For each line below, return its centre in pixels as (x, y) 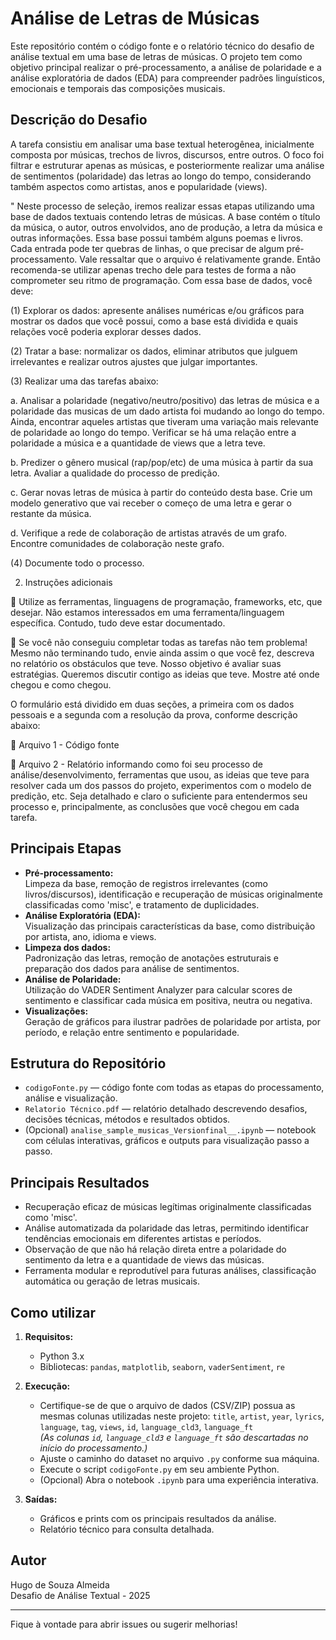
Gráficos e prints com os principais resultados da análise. (158, 1518)
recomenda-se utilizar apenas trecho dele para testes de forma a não (153, 269)
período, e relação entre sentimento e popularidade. (132, 1032)
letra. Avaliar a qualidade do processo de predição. (115, 473)
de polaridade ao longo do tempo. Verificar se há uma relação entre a (153, 432)
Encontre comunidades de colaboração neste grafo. (117, 543)
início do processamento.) (93, 1448)
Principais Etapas (66, 848)
